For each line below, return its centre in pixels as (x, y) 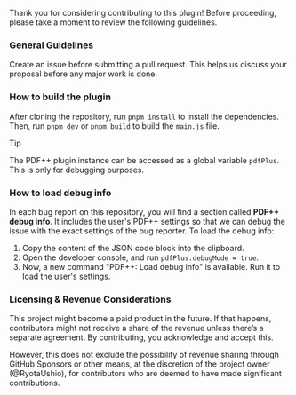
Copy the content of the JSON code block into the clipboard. (133, 248)
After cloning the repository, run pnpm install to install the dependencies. (144, 116)
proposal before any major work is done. (84, 74)
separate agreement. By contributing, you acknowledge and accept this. (141, 337)
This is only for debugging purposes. (77, 170)
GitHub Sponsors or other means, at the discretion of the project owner (140, 364)
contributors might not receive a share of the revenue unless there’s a (136, 328)
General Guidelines (52, 45)
